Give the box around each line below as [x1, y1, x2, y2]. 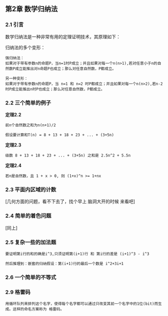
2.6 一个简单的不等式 [5, 274, 57, 281]
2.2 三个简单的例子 [5, 99, 52, 106]
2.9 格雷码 [5, 288, 31, 295]
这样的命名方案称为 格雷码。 [12, 307, 64, 312]
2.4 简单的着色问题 [5, 213, 52, 220]
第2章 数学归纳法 [5, 5, 58, 14]
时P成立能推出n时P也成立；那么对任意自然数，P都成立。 [5, 86, 105, 92]
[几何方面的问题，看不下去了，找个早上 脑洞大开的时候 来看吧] [5, 198, 136, 204]
